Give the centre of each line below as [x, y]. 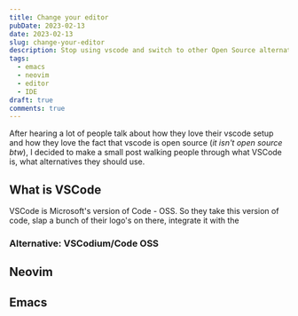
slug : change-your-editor [57, 42]
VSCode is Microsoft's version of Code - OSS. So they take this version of [144, 211]
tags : [19, 59]
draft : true [31, 100]
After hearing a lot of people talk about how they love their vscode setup [141, 133]
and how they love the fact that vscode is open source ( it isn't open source [146, 143]
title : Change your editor [59, 17]
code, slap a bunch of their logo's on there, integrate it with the [124, 221]
